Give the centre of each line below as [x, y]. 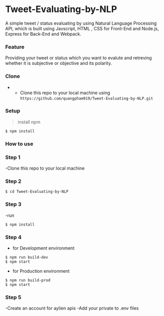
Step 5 [13, 297]
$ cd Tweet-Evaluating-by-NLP [37, 192]
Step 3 [13, 204]
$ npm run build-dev [27, 257]
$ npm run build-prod [28, 280]
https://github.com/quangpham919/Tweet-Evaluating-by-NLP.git [87, 98]
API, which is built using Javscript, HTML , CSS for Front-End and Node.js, [82, 28]
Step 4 [13, 237]
